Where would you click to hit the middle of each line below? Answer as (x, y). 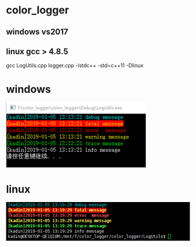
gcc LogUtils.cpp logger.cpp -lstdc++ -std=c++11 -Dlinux (75, 65)
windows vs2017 (37, 32)
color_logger (38, 10)
